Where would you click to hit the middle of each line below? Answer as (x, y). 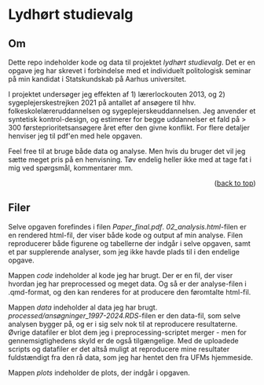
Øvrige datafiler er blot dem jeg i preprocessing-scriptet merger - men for (128, 332)
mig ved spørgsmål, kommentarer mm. (71, 168)
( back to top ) (235, 183)
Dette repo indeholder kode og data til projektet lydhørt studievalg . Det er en (132, 62)
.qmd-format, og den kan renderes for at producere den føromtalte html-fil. (130, 291)
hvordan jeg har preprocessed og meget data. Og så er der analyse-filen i (127, 284)
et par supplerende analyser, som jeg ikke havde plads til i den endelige (124, 251)
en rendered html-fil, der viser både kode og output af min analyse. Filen (126, 235)
